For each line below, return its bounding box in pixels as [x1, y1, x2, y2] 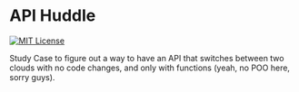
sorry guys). [9, 71, 55, 82]
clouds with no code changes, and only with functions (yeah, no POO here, [9, 62, 291, 73]
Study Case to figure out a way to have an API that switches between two [9, 52, 284, 63]
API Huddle [9, 5, 96, 26]
